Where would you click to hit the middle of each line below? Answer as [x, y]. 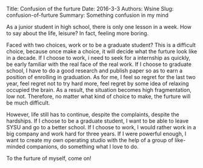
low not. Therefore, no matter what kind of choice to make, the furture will [98, 96]
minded [16, 147]
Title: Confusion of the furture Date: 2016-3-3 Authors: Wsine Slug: [90, 9]
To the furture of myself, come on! [49, 158]
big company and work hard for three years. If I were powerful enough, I [96, 134]
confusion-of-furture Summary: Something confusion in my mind [87, 15]
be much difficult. [28, 103]
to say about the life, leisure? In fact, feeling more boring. [78, 33]
